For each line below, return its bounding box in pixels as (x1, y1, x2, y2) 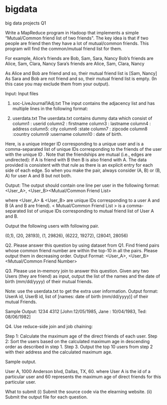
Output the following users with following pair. (5, 223, 99, 229)
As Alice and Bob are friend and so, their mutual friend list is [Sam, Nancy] (5, 70, 158, 76)
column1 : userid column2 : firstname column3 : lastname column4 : (12, 120, 151, 126)
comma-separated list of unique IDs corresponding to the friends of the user (5, 146, 162, 152)
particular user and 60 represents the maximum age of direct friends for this (5, 374, 162, 380)
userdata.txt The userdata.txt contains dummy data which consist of (12, 115, 153, 121)
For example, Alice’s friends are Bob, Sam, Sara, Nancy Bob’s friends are (5, 55, 154, 61)
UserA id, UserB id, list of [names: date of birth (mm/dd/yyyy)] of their (5, 293, 149, 299)
